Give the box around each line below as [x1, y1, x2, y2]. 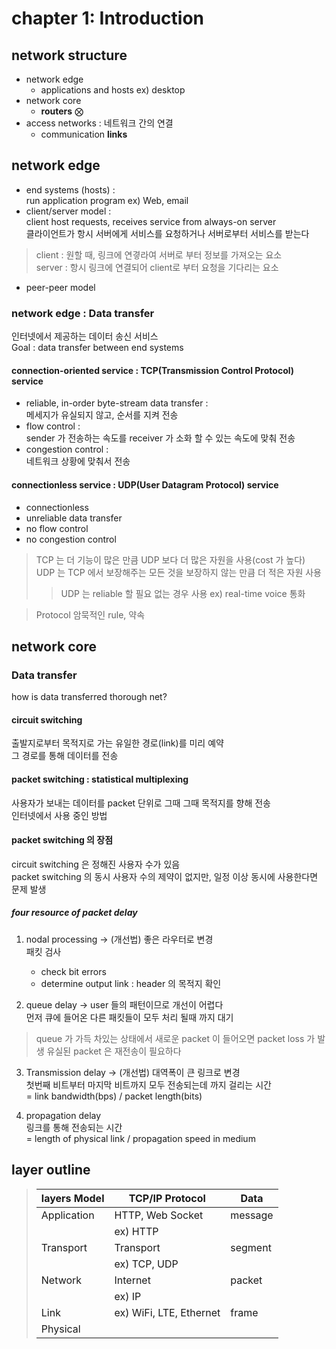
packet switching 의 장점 [11, 834, 114, 846]
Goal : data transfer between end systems [11, 342, 184, 354]
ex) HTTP [114, 1224, 159, 1238]
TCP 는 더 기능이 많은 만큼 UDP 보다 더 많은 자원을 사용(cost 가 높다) [35, 553, 306, 566]
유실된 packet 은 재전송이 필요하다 [46, 1045, 182, 1057]
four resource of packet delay [11, 907, 138, 919]
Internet [114, 1273, 151, 1287]
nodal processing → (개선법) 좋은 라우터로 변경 [25, 933, 214, 945]
